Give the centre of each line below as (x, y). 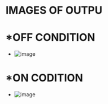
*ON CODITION (45, 78)
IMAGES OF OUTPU (54, 10)
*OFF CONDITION (50, 38)
